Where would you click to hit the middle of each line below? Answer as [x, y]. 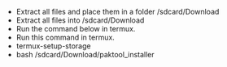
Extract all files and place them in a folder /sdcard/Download [118, 12]
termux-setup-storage [53, 46]
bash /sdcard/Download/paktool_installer [85, 54]
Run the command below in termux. [76, 29]
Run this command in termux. [65, 37]
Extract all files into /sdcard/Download [80, 20]
